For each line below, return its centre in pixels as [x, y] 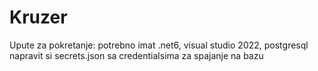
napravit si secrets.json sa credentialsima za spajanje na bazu [136, 55]
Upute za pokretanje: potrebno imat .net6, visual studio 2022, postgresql [159, 45]
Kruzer [38, 17]
